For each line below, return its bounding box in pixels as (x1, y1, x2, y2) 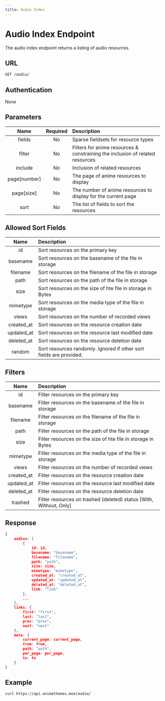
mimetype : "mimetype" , (31, 568, 78, 573)
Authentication (5, 86, 53, 94)
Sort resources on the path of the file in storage (38, 277, 147, 283)
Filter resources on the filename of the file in (38, 413, 140, 420)
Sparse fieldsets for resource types (72, 136, 154, 143)
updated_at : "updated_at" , (31, 578, 87, 583)
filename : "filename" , (31, 555, 78, 560)
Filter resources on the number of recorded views (38, 464, 153, 471)
